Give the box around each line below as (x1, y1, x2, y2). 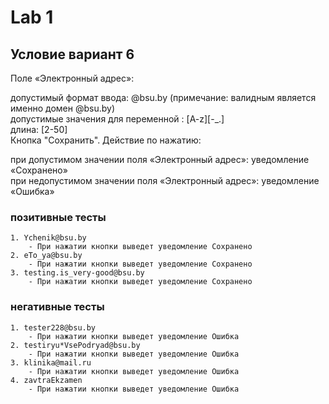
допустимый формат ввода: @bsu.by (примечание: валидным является (10, 92, 317, 103)
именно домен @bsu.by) (10, 102, 115, 114)
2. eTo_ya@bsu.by (10, 251, 83, 261)
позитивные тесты (10, 210, 107, 224)
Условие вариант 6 (10, 46, 135, 63)
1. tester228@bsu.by (10, 322, 97, 333)
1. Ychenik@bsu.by (10, 233, 87, 243)
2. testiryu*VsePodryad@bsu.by (10, 340, 141, 350)
